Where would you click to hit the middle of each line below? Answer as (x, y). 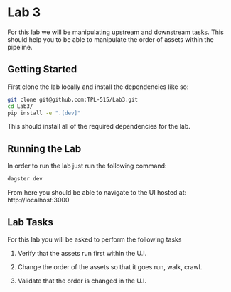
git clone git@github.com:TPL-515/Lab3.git (73, 99)
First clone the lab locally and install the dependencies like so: (98, 87)
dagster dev (25, 179)
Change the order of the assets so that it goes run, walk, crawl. (110, 266)
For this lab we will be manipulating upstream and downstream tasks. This (116, 32)
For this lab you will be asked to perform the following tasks (95, 239)
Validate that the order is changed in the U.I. (82, 281)
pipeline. (20, 47)
